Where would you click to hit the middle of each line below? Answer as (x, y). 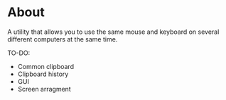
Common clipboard (46, 66)
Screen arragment (44, 89)
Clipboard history (43, 74)
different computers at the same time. (63, 39)
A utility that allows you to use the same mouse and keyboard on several (113, 32)
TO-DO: (19, 53)
